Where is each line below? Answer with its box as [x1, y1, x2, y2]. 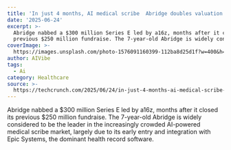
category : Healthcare [7, 74, 69, 81]
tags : [7, 61, 23, 68]
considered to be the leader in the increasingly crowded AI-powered [7, 120, 201, 129]
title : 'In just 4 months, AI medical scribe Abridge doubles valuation [7, 10, 223, 17]
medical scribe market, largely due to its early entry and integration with [7, 128, 211, 136]
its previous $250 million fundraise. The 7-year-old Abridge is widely [7, 113, 202, 121]
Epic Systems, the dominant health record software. [7, 135, 155, 143]
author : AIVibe [7, 55, 51, 62]
